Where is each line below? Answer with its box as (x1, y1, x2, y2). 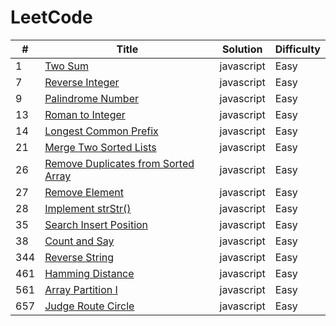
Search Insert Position (44, 217, 149, 231)
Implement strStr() (44, 201, 132, 215)
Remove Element (44, 185, 124, 199)
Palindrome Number (44, 91, 139, 105)
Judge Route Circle (44, 299, 135, 313)
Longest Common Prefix (44, 124, 159, 138)
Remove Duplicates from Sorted (44, 156, 195, 170)
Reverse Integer (44, 75, 120, 89)
